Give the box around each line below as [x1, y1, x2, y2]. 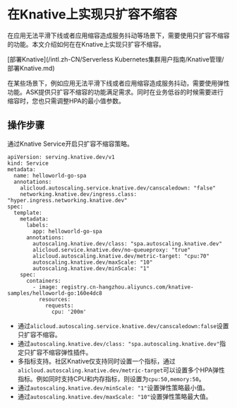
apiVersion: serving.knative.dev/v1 [7, 153, 115, 161]
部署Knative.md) [7, 64, 55, 72]
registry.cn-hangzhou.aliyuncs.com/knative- [61, 284, 194, 291]
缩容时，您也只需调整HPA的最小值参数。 [7, 96, 125, 105]
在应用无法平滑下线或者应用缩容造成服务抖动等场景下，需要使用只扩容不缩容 [7, 31, 230, 40]
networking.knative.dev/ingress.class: [20, 190, 138, 198]
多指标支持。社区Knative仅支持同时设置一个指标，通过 [17, 356, 176, 365]
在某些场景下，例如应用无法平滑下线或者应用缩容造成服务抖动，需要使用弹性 [7, 78, 230, 87]
